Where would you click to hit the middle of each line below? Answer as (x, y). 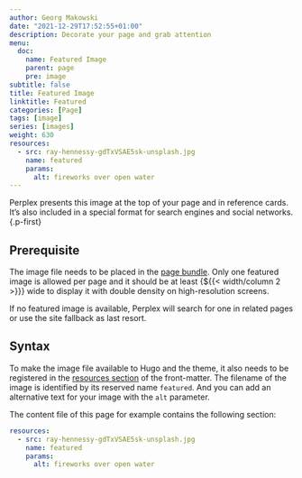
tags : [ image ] (36, 118)
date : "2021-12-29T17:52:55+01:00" (76, 26)
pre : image (46, 77)
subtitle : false (40, 85)
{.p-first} (26, 222)
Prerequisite (45, 250)
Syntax (30, 347)
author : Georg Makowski (54, 18)
